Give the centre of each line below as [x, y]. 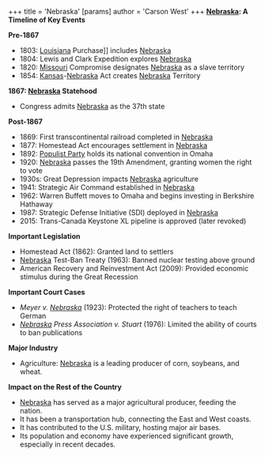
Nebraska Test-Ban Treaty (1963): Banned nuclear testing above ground [137, 260]
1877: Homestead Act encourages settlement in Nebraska [114, 145]
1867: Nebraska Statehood [53, 91]
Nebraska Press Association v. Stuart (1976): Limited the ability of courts [138, 324]
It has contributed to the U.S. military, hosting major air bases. [120, 427]
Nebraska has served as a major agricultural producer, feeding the [128, 402]
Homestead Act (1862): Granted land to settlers [97, 251]
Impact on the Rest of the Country [65, 387]
